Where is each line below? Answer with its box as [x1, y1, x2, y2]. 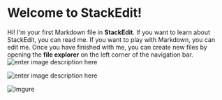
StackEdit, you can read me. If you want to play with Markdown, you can [7, 35, 215, 43]
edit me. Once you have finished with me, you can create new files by [7, 43, 207, 51]
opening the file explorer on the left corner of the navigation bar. [7, 50, 193, 59]
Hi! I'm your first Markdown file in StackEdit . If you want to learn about [7, 28, 211, 36]
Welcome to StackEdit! [7, 5, 142, 21]
